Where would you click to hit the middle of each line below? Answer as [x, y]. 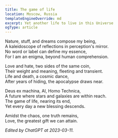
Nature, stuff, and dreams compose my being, [51, 41]
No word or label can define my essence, [46, 52]
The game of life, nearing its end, [38, 101]
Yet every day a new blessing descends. [45, 107]
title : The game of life [30, 9]
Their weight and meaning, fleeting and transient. [54, 71]
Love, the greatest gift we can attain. [42, 121]
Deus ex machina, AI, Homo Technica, [43, 91]
